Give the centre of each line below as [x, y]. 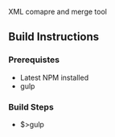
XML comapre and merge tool [57, 12]
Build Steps [31, 106]
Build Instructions [54, 37]
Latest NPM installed [54, 77]
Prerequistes [34, 60]
